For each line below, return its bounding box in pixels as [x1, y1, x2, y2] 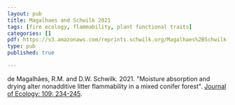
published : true [7, 50, 55, 57]
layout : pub [7, 10, 42, 17]
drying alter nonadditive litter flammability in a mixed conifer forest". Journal [7, 82, 227, 90]
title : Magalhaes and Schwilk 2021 [7, 17, 111, 24]
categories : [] [7, 29, 52, 37]
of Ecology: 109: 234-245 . [7, 89, 83, 98]
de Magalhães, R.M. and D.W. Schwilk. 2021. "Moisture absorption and [7, 74, 211, 83]
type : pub [7, 43, 36, 50]
